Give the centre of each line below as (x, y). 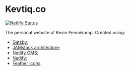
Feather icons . (27, 63)
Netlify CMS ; (25, 53)
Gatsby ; (20, 42)
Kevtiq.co (26, 9)
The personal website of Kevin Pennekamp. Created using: (65, 32)
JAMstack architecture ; (36, 47)
